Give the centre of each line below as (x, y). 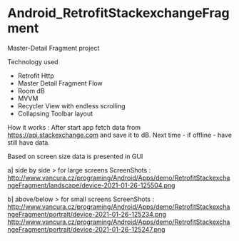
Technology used (33, 61)
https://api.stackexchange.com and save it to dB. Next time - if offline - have (119, 135)
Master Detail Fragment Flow (60, 83)
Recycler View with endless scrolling (71, 106)
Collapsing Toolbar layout (55, 113)
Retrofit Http (36, 76)
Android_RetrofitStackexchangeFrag (118, 13)
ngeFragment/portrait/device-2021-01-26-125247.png (86, 229)
